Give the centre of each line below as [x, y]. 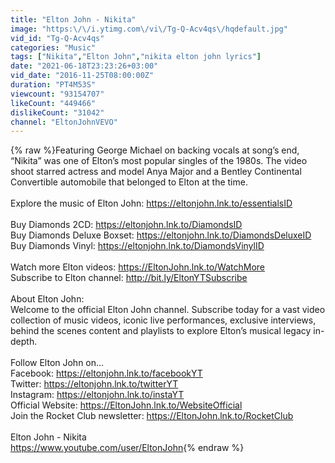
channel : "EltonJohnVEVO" [64, 122]
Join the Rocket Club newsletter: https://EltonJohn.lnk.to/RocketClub [152, 416]
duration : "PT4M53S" [53, 85]
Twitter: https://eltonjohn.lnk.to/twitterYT [94, 384]
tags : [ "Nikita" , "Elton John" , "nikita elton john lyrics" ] [136, 57]
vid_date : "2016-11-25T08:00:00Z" [82, 76]
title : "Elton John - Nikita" [73, 19]
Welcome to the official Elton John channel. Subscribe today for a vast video [168, 310]
